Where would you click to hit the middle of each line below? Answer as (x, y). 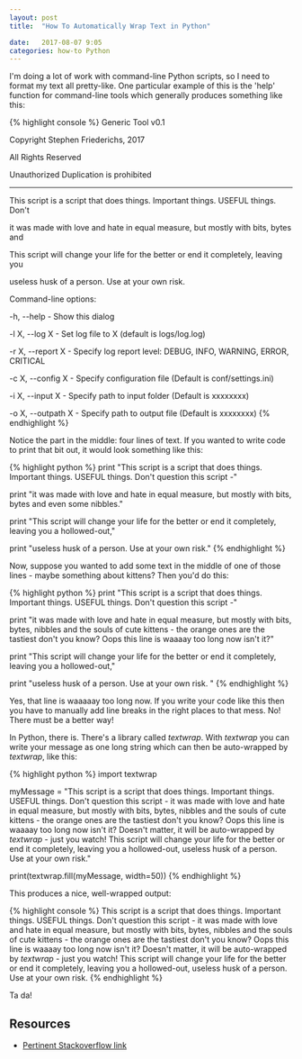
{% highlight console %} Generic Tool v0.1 (87, 122)
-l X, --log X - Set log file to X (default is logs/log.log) (107, 334)
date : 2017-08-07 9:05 (56, 42)
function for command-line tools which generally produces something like (146, 95)
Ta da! (21, 995)
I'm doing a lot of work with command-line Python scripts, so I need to (139, 77)
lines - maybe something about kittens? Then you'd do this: (119, 575)
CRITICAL (27, 361)
